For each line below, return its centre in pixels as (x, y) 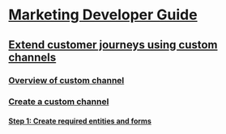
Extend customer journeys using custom (113, 45)
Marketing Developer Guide (103, 15)
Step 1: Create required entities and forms (80, 121)
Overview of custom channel (66, 80)
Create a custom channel (59, 102)
